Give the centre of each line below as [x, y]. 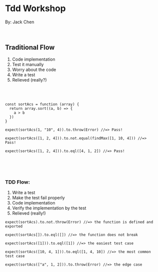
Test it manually [28, 64]
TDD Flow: [18, 182]
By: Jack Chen [20, 22]
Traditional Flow [30, 47]
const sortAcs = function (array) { [42, 104]
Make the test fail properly [38, 198]
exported [14, 226]
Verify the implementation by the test [49, 208]
